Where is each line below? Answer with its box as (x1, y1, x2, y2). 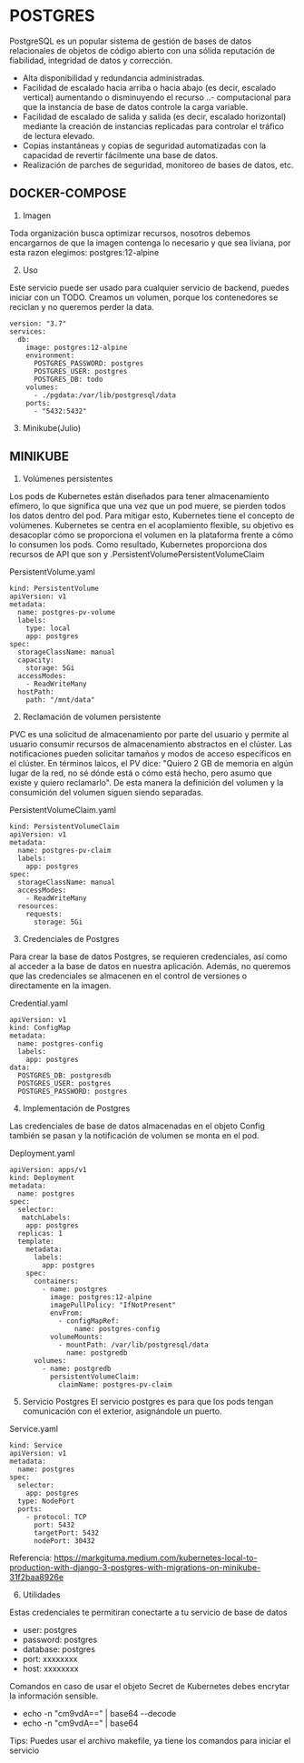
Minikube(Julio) (22, 422, 82, 433)
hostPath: (17, 687, 54, 696)
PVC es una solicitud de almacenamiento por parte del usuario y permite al (9, 728, 289, 739)
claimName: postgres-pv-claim (57, 1379, 172, 1389)
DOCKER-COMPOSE (9, 185, 127, 201)
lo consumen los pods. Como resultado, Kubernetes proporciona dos (9, 538, 268, 550)
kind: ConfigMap (9, 1023, 71, 1032)
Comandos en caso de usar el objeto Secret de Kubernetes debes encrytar (9, 1680, 290, 1691)
